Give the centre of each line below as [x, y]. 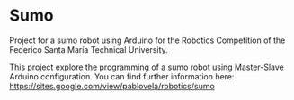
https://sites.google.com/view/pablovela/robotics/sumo [112, 86]
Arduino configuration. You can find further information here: [122, 76]
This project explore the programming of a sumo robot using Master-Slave [147, 67]
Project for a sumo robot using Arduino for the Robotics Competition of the [147, 40]
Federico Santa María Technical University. [89, 49]
